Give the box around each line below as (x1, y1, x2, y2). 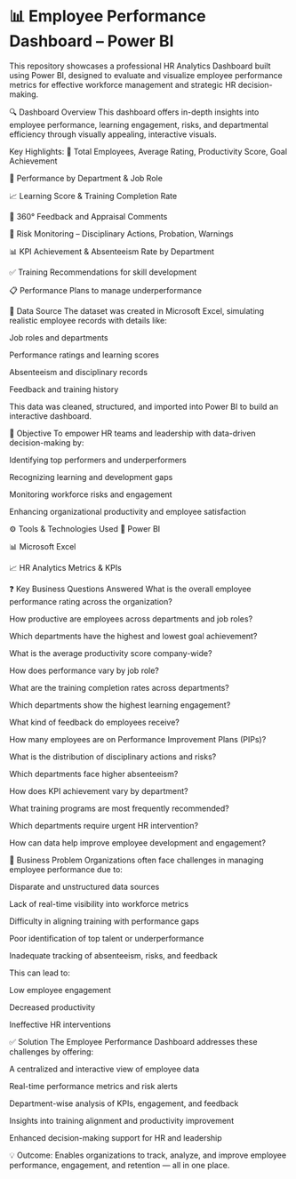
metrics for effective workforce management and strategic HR (9, 79, 236, 90)
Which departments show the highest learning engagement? (9, 699, 231, 710)
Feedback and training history (9, 383, 119, 395)
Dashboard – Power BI (9, 31, 174, 52)
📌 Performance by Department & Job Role (9, 172, 163, 183)
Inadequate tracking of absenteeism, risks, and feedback (9, 950, 218, 960)
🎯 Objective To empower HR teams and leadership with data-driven (9, 428, 256, 438)
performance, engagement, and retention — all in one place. (9, 1159, 230, 1170)
